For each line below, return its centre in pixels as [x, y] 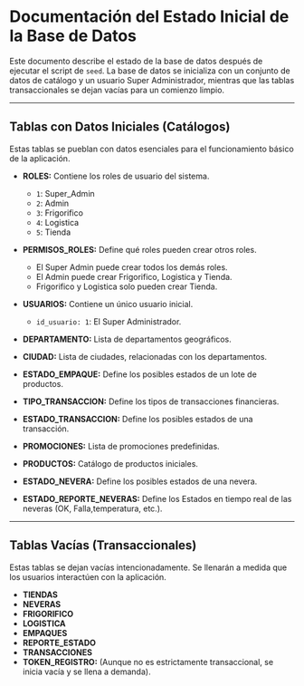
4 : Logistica [57, 222]
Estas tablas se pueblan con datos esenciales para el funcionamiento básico [152, 149]
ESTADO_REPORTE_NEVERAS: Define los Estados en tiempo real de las [157, 498]
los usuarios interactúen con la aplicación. [88, 576]
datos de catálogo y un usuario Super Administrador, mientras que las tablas [152, 80]
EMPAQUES [45, 633]
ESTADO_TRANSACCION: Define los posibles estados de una [138, 419]
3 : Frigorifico [60, 213]
